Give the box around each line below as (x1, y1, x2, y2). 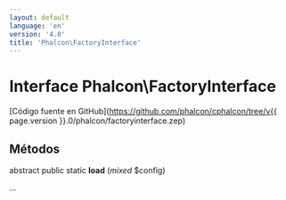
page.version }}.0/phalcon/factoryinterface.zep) (9, 115, 186, 126)
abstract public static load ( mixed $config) (9, 165, 167, 175)
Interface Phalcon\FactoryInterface (9, 77, 277, 96)
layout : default (9, 12, 69, 22)
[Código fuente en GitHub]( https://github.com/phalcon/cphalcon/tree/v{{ (9, 106, 278, 117)
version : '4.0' (9, 29, 66, 38)
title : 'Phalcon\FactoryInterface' (9, 37, 142, 47)
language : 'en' (9, 21, 66, 30)
